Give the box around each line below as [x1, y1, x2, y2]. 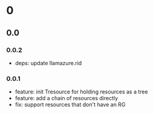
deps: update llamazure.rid [14, 59, 82, 66]
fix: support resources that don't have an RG [14, 101, 126, 109]
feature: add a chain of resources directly [14, 95, 118, 102]
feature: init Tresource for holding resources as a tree [14, 88, 148, 95]
